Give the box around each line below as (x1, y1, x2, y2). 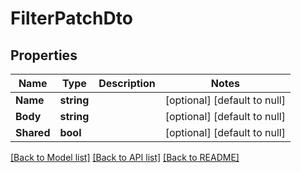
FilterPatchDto (10, 7, 133, 30)
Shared (15, 126, 51, 139)
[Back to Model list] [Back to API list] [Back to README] (10, 152, 240, 163)
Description (98, 77, 156, 90)
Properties (10, 47, 78, 64)
